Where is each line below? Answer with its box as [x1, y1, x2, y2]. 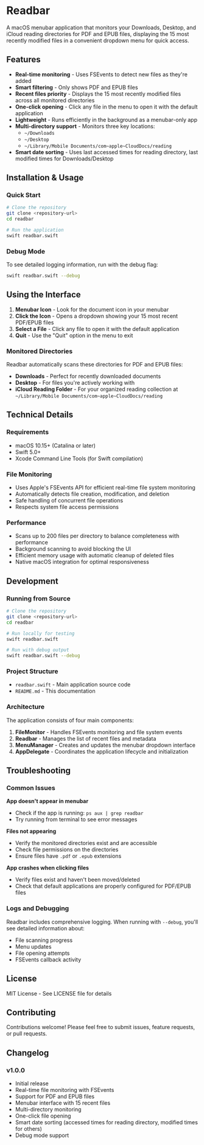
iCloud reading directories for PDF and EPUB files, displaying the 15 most [6, 30, 189, 37]
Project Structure [6, 667, 58, 676]
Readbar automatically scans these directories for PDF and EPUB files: [6, 361, 183, 368]
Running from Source [6, 594, 71, 602]
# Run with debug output [6, 647, 69, 653]
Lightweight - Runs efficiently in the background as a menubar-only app [15, 116, 198, 123]
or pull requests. [6, 1030, 47, 1037]
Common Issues [6, 784, 56, 793]
